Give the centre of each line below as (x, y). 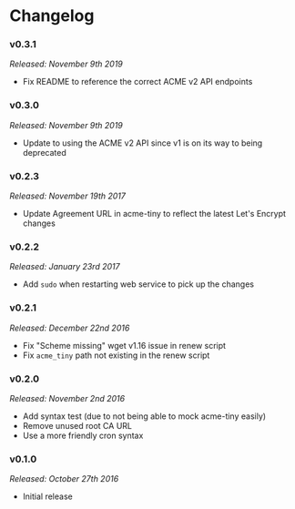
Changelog (52, 16)
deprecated (44, 152)
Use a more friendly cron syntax (83, 435)
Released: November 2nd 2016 (67, 398)
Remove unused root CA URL (77, 425)
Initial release (47, 496)
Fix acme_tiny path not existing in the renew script (116, 355)
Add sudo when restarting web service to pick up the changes (138, 284)
